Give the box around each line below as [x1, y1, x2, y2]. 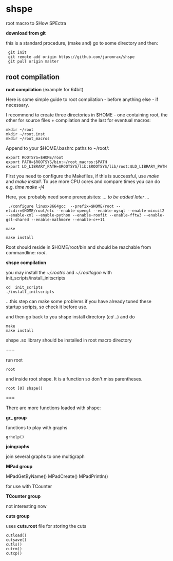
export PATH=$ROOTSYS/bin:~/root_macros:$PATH [6, 159, 107, 165]
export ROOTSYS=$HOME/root [6, 155, 64, 160]
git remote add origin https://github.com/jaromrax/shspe [8, 54, 135, 59]
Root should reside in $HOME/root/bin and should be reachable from [6, 244, 151, 250]
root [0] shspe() [6, 386, 43, 391]
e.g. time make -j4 [6, 184, 45, 190]
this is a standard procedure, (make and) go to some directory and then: [6, 39, 158, 46]
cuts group [6, 513, 30, 519]
